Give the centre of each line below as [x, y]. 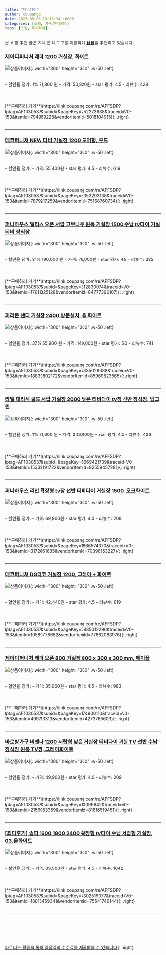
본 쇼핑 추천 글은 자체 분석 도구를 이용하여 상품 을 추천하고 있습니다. [70, 43]
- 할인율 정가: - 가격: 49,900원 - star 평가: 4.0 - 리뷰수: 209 [63, 777]
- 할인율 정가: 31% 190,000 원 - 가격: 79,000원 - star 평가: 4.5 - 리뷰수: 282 [80, 260]
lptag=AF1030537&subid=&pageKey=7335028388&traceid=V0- [70, 371]
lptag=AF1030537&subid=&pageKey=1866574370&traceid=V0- [69, 545]
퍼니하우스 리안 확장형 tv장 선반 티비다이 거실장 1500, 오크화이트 [77, 491]
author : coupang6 [23, 14]
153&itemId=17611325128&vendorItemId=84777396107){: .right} [70, 292]
